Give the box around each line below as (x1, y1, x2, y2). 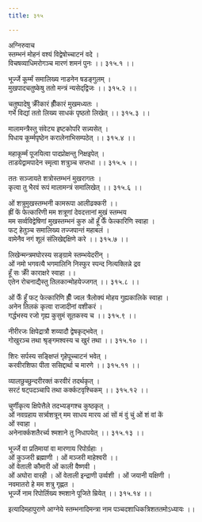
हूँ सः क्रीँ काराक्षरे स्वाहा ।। (8, 268, 77, 277)
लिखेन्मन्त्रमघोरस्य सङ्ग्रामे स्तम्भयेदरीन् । (8, 249, 109, 259)
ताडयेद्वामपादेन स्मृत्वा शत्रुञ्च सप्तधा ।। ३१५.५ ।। (8, 157, 138, 167)
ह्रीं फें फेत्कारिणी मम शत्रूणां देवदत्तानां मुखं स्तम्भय (8, 207, 127, 217)
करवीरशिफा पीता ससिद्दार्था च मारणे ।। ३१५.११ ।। (8, 360, 140, 369)
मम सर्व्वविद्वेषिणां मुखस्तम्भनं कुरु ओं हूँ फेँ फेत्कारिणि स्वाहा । (8, 216, 155, 226)
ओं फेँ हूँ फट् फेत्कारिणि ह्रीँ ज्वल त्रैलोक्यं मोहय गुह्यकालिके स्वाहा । (8, 292, 170, 302)
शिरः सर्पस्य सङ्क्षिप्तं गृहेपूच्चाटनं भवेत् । (8, 351, 108, 361)
